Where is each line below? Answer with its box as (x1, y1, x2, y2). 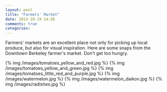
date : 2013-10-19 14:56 (5, 16, 55, 21)
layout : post (5, 7, 33, 12)
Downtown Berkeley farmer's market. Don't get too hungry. (5, 50, 128, 56)
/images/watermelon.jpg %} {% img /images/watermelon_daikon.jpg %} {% (5, 76, 162, 82)
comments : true (5, 21, 37, 26)
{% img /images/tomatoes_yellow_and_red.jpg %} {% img (5, 60, 125, 66)
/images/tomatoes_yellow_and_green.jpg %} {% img (5, 65, 114, 71)
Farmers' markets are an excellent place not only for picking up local (5, 39, 148, 45)
